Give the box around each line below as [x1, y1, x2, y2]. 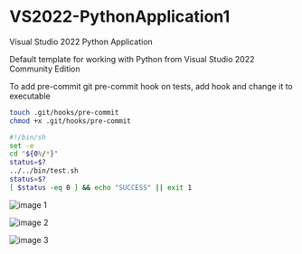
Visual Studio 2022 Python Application [9, 36, 154, 47]
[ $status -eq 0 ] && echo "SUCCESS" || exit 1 [9, 183, 193, 192]
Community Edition [9, 63, 80, 74]
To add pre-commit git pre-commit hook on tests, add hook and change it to [9, 80, 293, 91]
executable [9, 90, 52, 101]
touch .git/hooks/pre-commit [9, 108, 119, 117]
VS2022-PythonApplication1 [9, 6, 231, 27]
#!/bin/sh [9, 133, 47, 142]
